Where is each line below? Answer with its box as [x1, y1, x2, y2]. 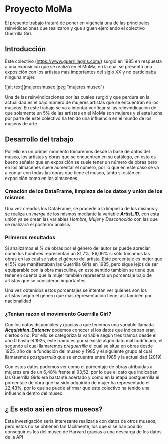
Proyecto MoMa [5, 3, 72, 15]
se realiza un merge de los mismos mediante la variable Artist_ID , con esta [5, 211, 160, 217]
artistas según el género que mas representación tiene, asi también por [5, 293, 152, 299]
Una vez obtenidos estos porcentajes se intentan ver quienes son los [5, 287, 147, 293]
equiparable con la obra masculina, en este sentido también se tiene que [5, 267, 155, 273]
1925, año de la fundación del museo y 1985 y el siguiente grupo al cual [5, 348, 152, 354]
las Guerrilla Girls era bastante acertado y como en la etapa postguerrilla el [5, 374, 160, 380]
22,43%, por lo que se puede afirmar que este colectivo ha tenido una [5, 385, 150, 391]
